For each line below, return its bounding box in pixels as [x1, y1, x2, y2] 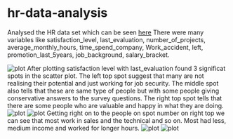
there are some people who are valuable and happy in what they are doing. [7, 101, 224, 110]
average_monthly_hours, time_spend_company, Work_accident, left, [7, 43, 204, 51]
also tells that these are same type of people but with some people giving [7, 86, 220, 95]
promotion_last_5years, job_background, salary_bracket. [7, 51, 170, 59]
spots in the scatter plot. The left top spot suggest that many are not [7, 72, 205, 80]
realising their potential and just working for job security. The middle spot [7, 79, 219, 87]
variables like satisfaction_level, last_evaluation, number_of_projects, [7, 35, 206, 44]
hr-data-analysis [7, 5, 108, 21]
